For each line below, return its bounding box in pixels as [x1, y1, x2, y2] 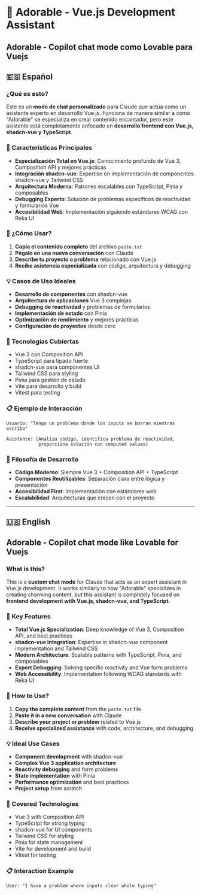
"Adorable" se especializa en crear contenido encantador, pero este [6, 116, 173, 123]
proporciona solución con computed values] [38, 441, 148, 447]
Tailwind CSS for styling [14, 832, 74, 840]
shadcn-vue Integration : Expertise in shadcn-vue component [14, 639, 168, 646]
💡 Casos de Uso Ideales [6, 277, 76, 285]
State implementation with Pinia [14, 772, 96, 779]
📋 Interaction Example [6, 867, 74, 875]
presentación [14, 481, 48, 489]
